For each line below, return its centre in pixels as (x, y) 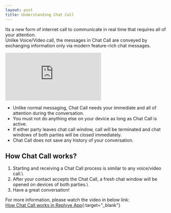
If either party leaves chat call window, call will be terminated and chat (87, 129)
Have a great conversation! (41, 190)
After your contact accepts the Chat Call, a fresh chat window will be (85, 179)
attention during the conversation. (48, 113)
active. (20, 124)
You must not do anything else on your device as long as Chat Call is (85, 118)
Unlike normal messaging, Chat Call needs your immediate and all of (84, 108)
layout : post (19, 10)
